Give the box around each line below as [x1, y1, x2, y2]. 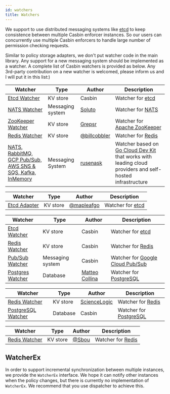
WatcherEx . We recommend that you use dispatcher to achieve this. [5, 383, 145, 389]
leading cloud [115, 159, 148, 166]
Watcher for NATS [115, 106, 158, 113]
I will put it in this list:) [5, 74, 51, 80]
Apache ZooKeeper [115, 124, 162, 131]
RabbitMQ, [8, 149, 33, 157]
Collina [81, 275, 98, 282]
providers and [115, 166, 148, 173]
